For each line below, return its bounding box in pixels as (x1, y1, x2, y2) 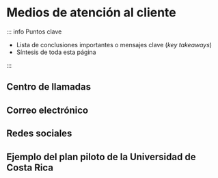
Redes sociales (6, 128, 72, 140)
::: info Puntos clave (6, 27, 62, 36)
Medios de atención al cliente (6, 5, 176, 21)
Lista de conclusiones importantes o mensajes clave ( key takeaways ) (16, 40, 213, 49)
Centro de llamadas (6, 81, 92, 93)
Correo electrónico (6, 104, 89, 116)
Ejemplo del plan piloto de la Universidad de (6, 151, 196, 162)
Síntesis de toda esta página (16, 48, 96, 56)
